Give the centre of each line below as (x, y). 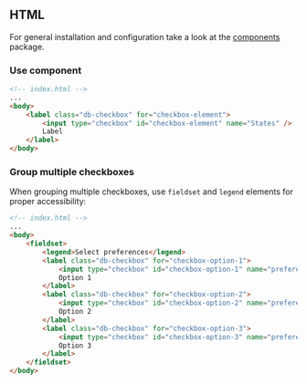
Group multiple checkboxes (72, 172)
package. (27, 47)
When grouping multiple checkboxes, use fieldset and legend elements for (152, 192)
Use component (46, 70)
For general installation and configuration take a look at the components (145, 36)
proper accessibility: (48, 202)
